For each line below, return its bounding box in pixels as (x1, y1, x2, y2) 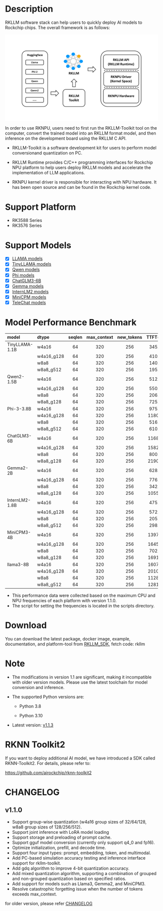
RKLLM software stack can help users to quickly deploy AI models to (5, 19, 142, 25)
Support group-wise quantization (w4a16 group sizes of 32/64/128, (12, 819, 147, 825)
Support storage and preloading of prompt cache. (12, 834, 112, 840)
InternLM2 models (12, 288, 49, 294)
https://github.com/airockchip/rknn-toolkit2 (5, 770, 92, 776)
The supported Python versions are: (12, 693, 84, 700)
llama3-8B (7, 561, 29, 567)
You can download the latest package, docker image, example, (5, 636, 131, 641)
